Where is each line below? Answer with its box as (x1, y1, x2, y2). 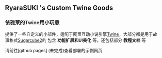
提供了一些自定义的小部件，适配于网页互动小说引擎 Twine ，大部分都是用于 (5, 31, 153, 37)
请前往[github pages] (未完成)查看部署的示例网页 (5, 47, 103, 53)
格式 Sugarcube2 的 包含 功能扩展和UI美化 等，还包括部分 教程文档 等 (9, 37, 146, 43)
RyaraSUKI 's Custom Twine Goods (5, 4, 113, 12)
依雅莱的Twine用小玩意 (5, 19, 60, 26)
